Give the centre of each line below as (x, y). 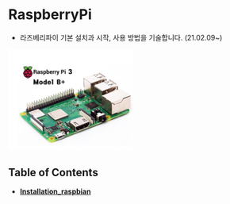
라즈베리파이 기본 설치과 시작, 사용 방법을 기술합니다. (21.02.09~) (121, 37)
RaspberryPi (50, 15)
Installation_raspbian (55, 191)
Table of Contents (54, 172)
